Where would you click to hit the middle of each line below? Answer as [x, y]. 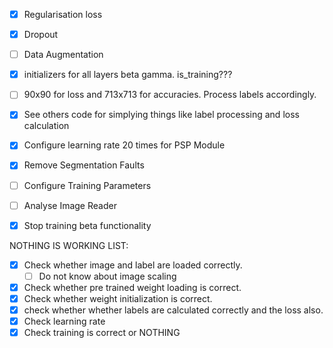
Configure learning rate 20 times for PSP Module [124, 145]
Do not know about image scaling [107, 276]
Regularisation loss [63, 14]
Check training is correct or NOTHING [102, 333]
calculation [46, 126]
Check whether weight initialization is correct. [118, 298]
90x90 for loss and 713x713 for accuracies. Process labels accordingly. [170, 95]
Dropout [41, 35]
